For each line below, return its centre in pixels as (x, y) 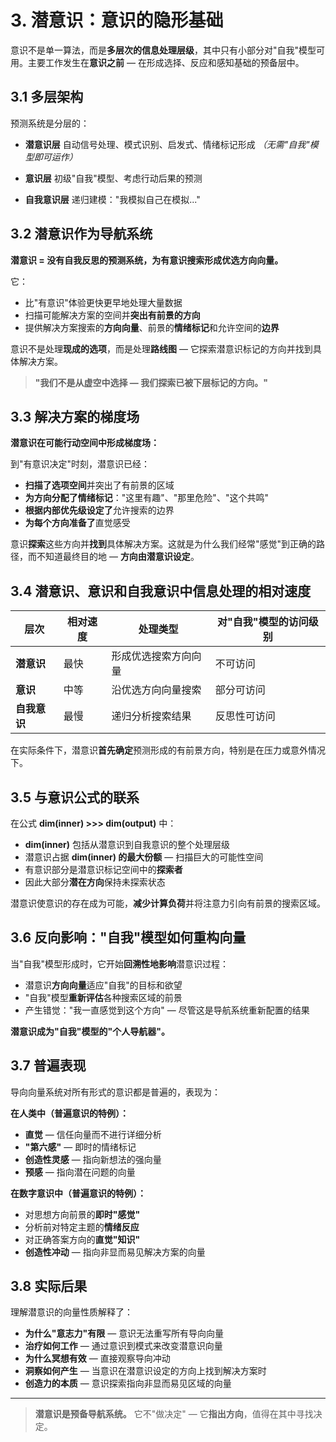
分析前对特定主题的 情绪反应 (82, 1227)
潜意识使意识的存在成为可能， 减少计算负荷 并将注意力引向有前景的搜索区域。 (168, 903)
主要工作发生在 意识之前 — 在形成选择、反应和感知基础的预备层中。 (166, 62)
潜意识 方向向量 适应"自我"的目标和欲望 (103, 985)
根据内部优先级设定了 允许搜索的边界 (99, 510)
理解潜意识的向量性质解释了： (71, 1312)
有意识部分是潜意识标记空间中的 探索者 (103, 869)
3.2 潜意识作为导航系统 (81, 234)
